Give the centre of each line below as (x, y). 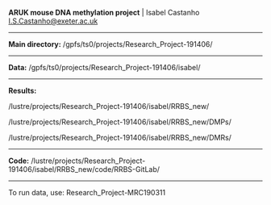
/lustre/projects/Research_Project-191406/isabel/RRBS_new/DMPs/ (120, 122)
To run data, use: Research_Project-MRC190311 (87, 192)
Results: (23, 90)
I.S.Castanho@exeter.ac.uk (53, 21)
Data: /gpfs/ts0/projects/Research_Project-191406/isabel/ (104, 67)
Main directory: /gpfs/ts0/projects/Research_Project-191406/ (110, 44)
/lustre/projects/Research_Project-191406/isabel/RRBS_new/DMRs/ (120, 138)
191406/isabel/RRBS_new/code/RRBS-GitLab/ (84, 169)
